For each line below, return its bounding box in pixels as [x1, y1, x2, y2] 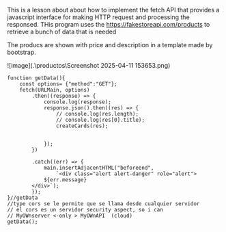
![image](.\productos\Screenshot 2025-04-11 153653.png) [7, 62, 171, 69]
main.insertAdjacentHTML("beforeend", [43, 164, 154, 171]
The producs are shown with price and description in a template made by [7, 41, 213, 49]
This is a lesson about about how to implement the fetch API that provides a [7, 6, 220, 14]
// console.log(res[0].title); [55, 116, 145, 123]
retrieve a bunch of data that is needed [7, 27, 117, 36]
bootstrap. [7, 48, 36, 56]
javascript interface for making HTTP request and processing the [7, 13, 190, 21]
